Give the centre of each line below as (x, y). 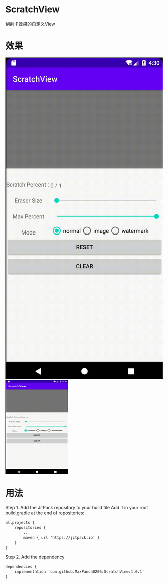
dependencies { (21, 567)
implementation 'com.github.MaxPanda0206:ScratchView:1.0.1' (79, 572)
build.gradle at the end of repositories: (45, 513)
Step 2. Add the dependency (35, 557)
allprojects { (20, 522)
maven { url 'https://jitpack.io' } (61, 538)
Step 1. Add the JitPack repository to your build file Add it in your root (77, 507)
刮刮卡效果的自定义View (30, 24)
